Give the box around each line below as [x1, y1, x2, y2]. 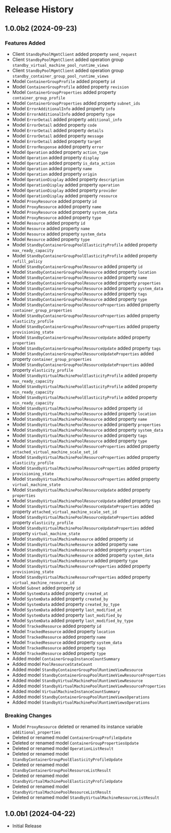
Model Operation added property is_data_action [12, 160, 116, 166]
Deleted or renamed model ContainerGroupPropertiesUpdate [12, 740, 139, 746]
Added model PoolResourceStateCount [12, 661, 93, 667]
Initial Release [12, 823, 42, 829]
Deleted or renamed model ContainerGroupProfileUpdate [12, 735, 132, 741]
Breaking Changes [5, 712, 52, 719]
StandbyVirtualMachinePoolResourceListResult [12, 790, 111, 795]
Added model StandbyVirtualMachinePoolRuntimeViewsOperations [12, 699, 150, 705]
